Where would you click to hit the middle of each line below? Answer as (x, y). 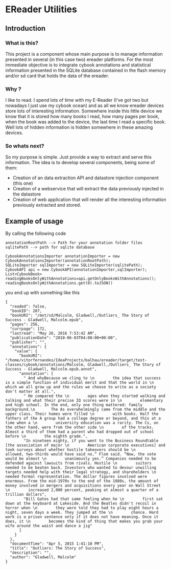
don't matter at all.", (31, 392)
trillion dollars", (26, 495)
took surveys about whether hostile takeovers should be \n (71, 450)
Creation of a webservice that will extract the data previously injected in (88, 189)
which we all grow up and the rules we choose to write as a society (81, 387)
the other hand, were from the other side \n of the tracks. (80, 428)
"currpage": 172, (28, 329)
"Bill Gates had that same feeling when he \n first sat (93, 499)
